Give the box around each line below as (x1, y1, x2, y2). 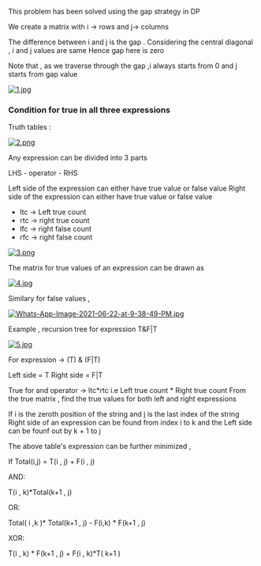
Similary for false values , (8, 294, 91, 304)
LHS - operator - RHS (8, 168, 78, 178)
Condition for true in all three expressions (8, 104, 171, 115)
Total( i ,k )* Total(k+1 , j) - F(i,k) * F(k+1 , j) (8, 518, 146, 528)
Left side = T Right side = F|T (8, 371, 103, 380)
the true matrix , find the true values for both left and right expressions (8, 394, 237, 404)
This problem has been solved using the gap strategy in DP (8, 7, 200, 16)
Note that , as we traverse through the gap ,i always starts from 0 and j (8, 61, 238, 70)
